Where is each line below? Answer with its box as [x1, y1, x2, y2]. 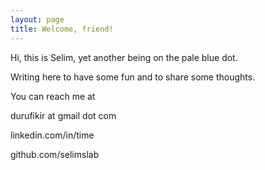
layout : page [10, 14, 65, 25]
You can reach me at [10, 90, 96, 102]
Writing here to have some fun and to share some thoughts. [10, 71, 256, 83]
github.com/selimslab [10, 148, 100, 160]
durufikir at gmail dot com [10, 109, 117, 121]
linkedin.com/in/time [10, 129, 95, 141]
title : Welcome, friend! [10, 24, 114, 34]
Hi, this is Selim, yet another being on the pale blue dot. [10, 51, 238, 63]
